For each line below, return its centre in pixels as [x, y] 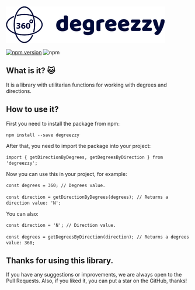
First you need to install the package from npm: [63, 123]
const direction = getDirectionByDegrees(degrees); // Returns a [87, 197]
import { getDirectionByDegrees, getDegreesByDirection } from [85, 157]
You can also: [22, 213]
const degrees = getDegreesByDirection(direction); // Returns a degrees [98, 237]
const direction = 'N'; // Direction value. [61, 225]
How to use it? [32, 110]
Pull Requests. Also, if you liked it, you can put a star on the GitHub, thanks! [97, 281]
